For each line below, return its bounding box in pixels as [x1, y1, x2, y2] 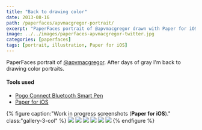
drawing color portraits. [6, 65, 65, 72]
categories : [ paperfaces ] [6, 37, 71, 43]
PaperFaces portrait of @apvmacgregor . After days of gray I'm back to [6, 58, 182, 66]
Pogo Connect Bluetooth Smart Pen [14, 92, 103, 99]
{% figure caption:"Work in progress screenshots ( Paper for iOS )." [6, 110, 171, 117]
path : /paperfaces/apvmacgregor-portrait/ [6, 20, 114, 26]
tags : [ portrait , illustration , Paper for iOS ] [6, 43, 128, 49]
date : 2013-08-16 [6, 14, 50, 20]
